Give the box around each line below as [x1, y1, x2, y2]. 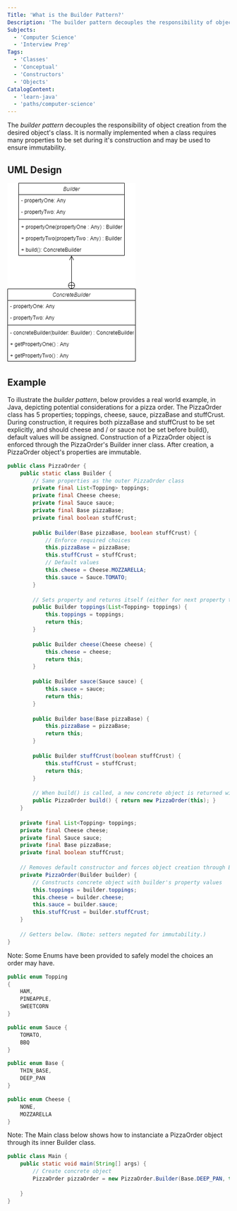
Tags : [7, 49, 23, 56]
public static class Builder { [20, 470, 112, 477]
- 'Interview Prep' [13, 41, 71, 49]
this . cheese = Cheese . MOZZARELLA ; [44, 566, 147, 573]
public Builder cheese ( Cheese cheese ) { [32, 640, 153, 648]
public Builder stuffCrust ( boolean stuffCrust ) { [32, 752, 181, 760]
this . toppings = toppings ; [44, 611, 125, 619]
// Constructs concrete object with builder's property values [32, 879, 222, 886]
